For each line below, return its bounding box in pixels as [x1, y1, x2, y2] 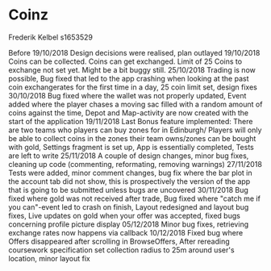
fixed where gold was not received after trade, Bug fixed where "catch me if [8, 194, 261, 203]
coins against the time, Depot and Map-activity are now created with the [8, 107, 249, 118]
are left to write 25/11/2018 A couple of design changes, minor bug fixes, [8, 151, 249, 161]
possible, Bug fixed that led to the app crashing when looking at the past [8, 73, 249, 83]
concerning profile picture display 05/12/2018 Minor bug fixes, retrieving [8, 219, 248, 229]
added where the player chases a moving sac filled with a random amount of [8, 99, 263, 109]
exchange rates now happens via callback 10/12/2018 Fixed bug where [8, 227, 244, 237]
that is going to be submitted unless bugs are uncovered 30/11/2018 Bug [8, 185, 248, 194]
